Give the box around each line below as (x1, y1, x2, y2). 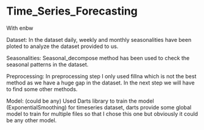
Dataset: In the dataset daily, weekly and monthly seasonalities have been (6, 36, 192, 43)
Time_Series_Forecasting (6, 4, 138, 18)
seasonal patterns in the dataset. (6, 61, 89, 68)
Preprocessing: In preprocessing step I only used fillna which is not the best (6, 72, 197, 80)
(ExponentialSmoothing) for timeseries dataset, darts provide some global (6, 103, 192, 111)
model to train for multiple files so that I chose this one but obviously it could (6, 110, 199, 117)
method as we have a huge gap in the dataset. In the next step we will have (6, 79, 195, 86)
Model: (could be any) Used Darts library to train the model (6, 97, 154, 104)
